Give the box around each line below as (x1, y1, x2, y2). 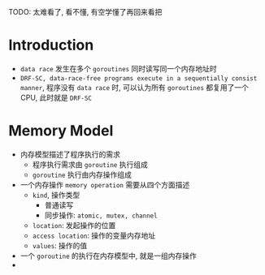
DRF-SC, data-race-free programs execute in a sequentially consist (20, 74, 258, 83)
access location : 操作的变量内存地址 (32, 230, 156, 240)
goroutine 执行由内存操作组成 (32, 170, 132, 179)
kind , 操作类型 (32, 190, 80, 200)
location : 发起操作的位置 (32, 220, 116, 230)
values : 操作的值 (32, 240, 88, 250)
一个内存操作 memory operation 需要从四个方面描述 (20, 179, 190, 189)
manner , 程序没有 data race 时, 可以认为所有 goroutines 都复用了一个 (20, 82, 250, 92)
